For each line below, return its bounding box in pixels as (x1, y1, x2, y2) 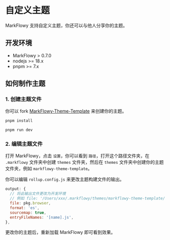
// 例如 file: (10, 196, 38, 201)
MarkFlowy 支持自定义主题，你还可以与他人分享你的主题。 (5, 22, 128, 28)
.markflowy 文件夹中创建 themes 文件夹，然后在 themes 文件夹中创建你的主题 (5, 159, 164, 165)
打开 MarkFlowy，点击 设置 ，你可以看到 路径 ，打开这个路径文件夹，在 (5, 153, 150, 159)
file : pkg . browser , (10, 201, 51, 206)
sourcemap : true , (10, 210, 47, 215)
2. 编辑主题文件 (5, 141, 43, 148)
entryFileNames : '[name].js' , (10, 215, 74, 220)
